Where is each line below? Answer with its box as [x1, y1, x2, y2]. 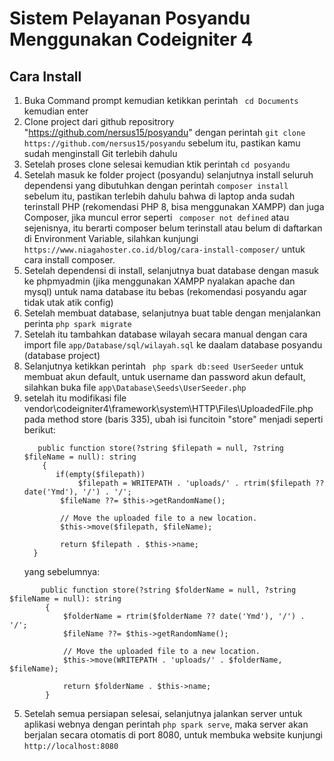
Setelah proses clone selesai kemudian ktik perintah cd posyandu [23, 158, 291, 170]
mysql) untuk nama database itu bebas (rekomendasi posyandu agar [23, 286, 307, 297]
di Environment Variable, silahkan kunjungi [23, 233, 199, 244]
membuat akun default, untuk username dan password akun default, [23, 371, 306, 382]
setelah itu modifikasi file [23, 392, 127, 404]
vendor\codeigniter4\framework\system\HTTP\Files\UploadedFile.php [23, 403, 314, 414]
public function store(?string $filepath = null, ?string [37, 443, 285, 453]
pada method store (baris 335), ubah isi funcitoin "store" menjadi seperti [23, 413, 324, 425]
